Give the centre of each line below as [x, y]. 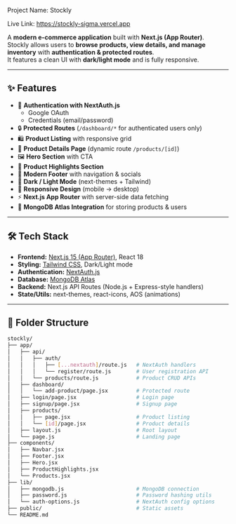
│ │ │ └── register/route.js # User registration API [108, 371]
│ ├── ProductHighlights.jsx [53, 469]
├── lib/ [20, 482]
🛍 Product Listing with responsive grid [74, 138]
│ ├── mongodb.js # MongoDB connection [103, 489]
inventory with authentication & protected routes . [81, 52]
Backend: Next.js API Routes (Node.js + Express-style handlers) [110, 286]
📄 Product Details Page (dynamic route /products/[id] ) [98, 148]
